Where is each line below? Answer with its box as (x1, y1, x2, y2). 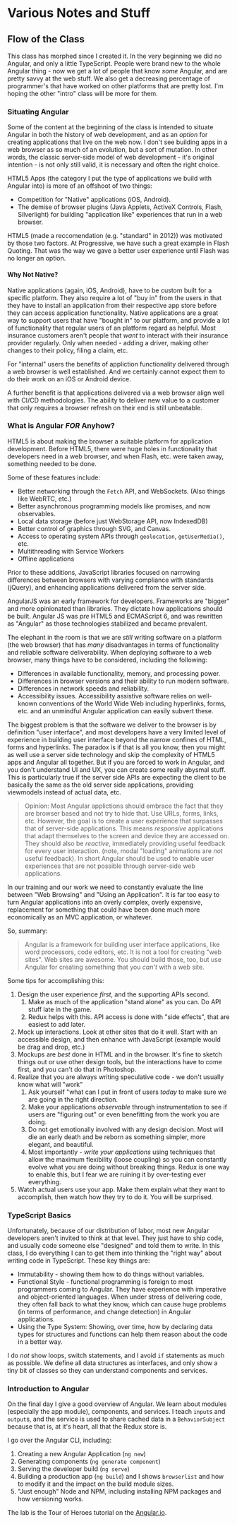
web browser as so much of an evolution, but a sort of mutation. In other (7, 145, 218, 154)
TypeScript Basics (7, 1210, 72, 1220)
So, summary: (7, 927, 48, 935)
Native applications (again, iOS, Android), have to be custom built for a (7, 286, 212, 294)
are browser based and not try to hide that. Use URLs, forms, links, (24, 809, 219, 817)
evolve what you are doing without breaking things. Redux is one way (28, 1162, 230, 1171)
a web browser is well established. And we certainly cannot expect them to (7, 367, 226, 376)
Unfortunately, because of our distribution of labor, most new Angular (7, 1227, 209, 1235)
